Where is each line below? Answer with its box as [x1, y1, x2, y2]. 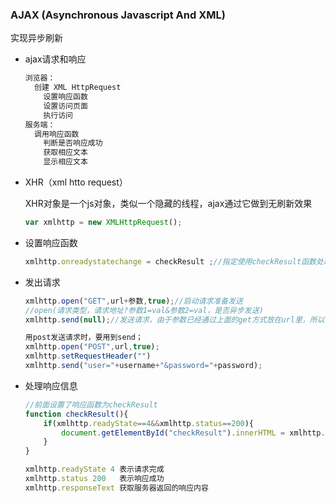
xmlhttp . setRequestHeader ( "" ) [24, 351, 152, 362]
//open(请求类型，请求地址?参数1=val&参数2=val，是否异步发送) [24, 305, 264, 315]
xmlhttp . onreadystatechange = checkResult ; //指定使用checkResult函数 [24, 256, 317, 267]
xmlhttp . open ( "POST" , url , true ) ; [24, 342, 160, 352]
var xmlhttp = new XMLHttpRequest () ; [24, 218, 183, 228]
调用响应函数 [34, 129, 80, 139]
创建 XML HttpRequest [34, 83, 122, 93]
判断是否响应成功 [43, 138, 103, 148]
